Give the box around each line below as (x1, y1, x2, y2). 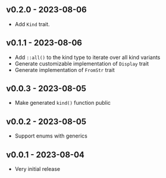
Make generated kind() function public (14, 99, 111, 107)
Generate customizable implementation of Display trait (14, 60, 149, 67)
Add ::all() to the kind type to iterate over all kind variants (14, 54, 161, 61)
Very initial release (14, 165, 61, 173)
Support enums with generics (14, 132, 87, 139)
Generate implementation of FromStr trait (14, 66, 115, 73)
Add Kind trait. (14, 20, 50, 27)
